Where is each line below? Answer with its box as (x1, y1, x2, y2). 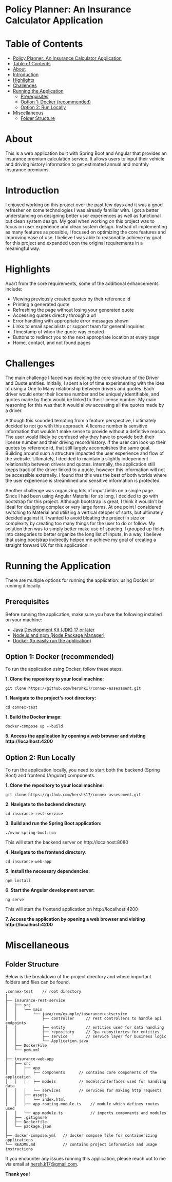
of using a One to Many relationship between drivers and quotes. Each (5, 385, 155, 391)
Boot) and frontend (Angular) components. (5, 773, 96, 779)
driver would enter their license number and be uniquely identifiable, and (5, 391, 159, 397)
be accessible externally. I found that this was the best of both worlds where (5, 472, 167, 478)
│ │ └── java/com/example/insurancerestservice (5, 1012, 127, 1017)
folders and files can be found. (5, 979, 70, 986)
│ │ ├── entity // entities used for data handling (5, 1025, 164, 1030)
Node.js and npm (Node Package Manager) (12, 632, 105, 638)
